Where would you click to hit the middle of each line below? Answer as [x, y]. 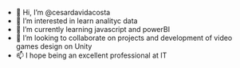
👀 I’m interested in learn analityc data [77, 21]
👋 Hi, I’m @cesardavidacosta [63, 12]
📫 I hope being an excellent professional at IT [91, 55]
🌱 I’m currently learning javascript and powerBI [92, 29]
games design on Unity [54, 46]
